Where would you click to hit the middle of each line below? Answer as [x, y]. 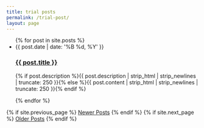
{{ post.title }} [36, 62]
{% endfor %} [33, 100]
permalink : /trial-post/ [38, 18]
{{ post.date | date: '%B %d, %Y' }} [59, 47]
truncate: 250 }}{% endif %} [51, 89]
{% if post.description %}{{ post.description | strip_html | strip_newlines [105, 76]
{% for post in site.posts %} [50, 41]
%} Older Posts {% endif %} [42, 118]
